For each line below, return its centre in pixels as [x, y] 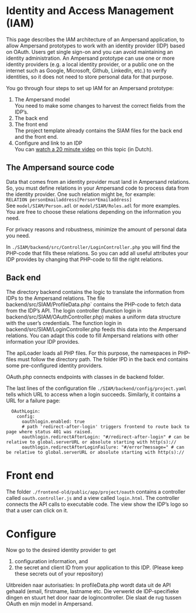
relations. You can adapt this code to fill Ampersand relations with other [92, 335]
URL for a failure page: [33, 400]
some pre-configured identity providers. [54, 365]
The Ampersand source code [60, 168]
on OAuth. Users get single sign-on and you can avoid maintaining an [90, 52]
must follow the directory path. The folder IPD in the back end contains [103, 359]
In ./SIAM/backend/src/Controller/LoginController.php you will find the [93, 246]
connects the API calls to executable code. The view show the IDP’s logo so [97, 504]
